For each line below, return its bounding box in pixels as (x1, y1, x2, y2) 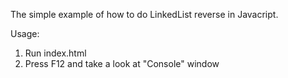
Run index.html (24, 47, 87, 59)
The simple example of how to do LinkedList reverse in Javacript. (10, 9, 279, 20)
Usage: (10, 28, 40, 39)
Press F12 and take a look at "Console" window (24, 58, 220, 69)
